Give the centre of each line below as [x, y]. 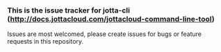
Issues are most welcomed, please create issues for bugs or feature [105, 34]
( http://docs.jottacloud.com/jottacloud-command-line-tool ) [111, 19]
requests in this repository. [46, 42]
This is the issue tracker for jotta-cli [69, 10]
